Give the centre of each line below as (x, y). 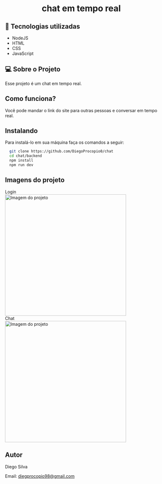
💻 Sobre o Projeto (33, 69)
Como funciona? (30, 99)
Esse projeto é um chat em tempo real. (44, 83)
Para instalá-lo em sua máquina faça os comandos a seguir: (65, 142)
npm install (22, 161)
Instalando (21, 131)
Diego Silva (16, 467)
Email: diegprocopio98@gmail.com (40, 476)
